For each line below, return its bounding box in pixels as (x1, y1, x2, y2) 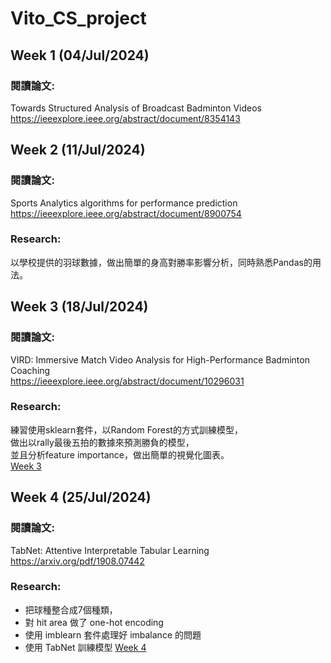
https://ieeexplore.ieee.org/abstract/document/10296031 (10, 375, 245, 387)
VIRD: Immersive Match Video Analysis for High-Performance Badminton (10, 353, 310, 366)
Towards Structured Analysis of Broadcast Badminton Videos (10, 102, 262, 114)
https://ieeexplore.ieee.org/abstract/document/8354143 (10, 112, 241, 124)
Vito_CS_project (10, 7, 147, 30)
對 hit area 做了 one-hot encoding (24, 616, 164, 628)
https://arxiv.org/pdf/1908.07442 (10, 555, 145, 567)
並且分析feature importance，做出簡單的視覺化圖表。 (10, 448, 230, 461)
